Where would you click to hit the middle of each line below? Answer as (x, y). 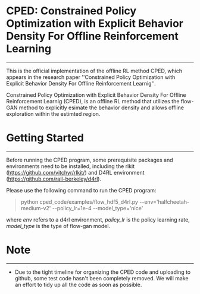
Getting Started (45, 138)
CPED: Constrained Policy (71, 11)
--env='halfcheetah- (165, 202)
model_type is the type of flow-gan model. (58, 226)
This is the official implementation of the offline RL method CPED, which (94, 71)
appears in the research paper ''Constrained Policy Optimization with (91, 77)
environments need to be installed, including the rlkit (71, 166)
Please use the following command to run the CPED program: (81, 190)
